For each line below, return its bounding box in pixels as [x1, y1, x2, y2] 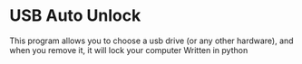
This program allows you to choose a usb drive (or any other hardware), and [9, 35, 294, 46]
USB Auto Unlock [9, 5, 141, 26]
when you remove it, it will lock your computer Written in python [9, 44, 248, 55]
